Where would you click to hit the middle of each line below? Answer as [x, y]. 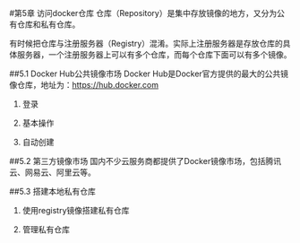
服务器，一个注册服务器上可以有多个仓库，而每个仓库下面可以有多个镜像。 [154, 55]
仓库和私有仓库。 [48, 24]
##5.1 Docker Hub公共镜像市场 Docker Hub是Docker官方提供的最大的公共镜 [149, 74]
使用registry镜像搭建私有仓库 [76, 210]
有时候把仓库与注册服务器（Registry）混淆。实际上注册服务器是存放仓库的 [146, 43]
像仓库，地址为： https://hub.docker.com [84, 85]
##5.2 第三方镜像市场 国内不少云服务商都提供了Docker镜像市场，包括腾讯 [146, 161]
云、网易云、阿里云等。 [52, 172]
